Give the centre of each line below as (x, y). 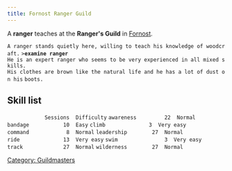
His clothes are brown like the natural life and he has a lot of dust (113, 72)
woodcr (216, 46)
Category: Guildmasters (41, 160)
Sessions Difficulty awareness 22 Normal (120, 118)
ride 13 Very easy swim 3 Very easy (105, 140)
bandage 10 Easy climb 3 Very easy (97, 125)
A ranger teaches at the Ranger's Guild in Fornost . (80, 33)
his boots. (28, 79)
